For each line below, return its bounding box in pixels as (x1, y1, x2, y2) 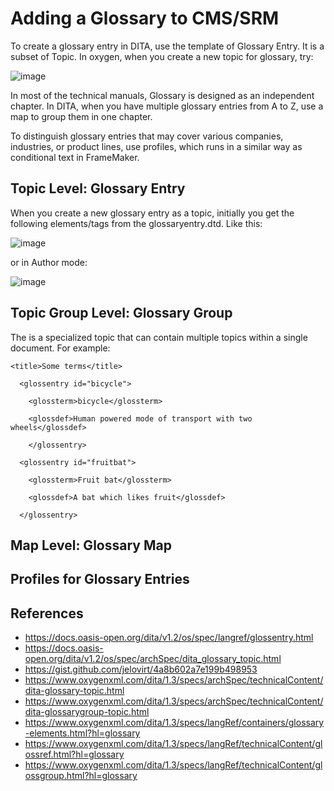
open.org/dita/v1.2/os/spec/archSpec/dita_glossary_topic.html (24, 653, 282, 665)
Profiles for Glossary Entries (10, 571, 190, 588)
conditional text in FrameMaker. (10, 151, 140, 163)
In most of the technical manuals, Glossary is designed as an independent (10, 89, 315, 101)
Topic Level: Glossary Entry (10, 180, 186, 197)
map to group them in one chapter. (10, 110, 153, 122)
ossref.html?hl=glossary (24, 748, 125, 761)
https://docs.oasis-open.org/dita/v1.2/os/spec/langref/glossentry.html (24, 632, 314, 644)
